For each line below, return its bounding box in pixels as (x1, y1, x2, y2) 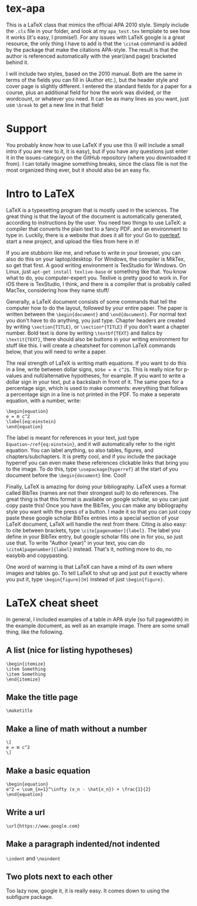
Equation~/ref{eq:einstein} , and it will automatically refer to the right (6, 440, 175, 447)
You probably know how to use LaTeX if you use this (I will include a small (6, 141, 184, 148)
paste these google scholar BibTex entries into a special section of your (6, 514, 179, 521)
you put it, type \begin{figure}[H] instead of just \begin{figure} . (6, 575, 165, 582)
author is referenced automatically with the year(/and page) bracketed (6, 52, 176, 59)
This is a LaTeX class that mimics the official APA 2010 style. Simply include (6, 21, 189, 28)
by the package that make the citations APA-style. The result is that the (6, 46, 178, 53)
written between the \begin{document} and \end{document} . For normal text (6, 311, 187, 318)
